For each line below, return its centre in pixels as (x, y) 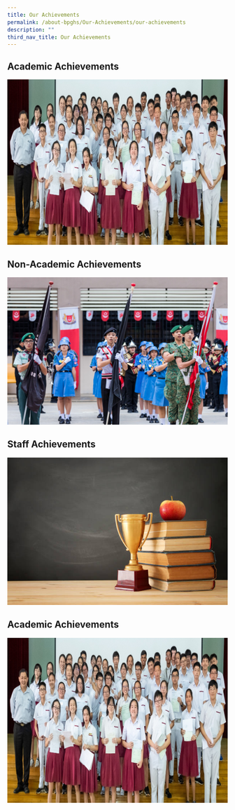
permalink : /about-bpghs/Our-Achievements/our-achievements (97, 22)
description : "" (31, 29)
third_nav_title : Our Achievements (59, 37)
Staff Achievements (51, 445)
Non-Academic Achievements (74, 264)
